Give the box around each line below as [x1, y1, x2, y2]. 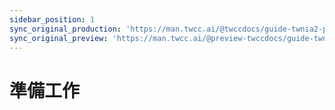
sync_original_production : [9, 24, 122, 34]
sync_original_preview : [9, 33, 109, 43]
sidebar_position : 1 [9, 14, 96, 25]
